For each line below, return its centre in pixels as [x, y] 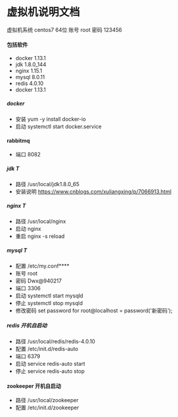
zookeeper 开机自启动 [34, 386]
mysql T [17, 250]
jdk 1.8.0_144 [31, 65]
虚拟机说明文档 [43, 12]
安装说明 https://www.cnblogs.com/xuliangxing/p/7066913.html [93, 192]
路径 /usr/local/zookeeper [47, 400]
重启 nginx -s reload [40, 236]
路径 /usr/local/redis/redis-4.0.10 [55, 341]
